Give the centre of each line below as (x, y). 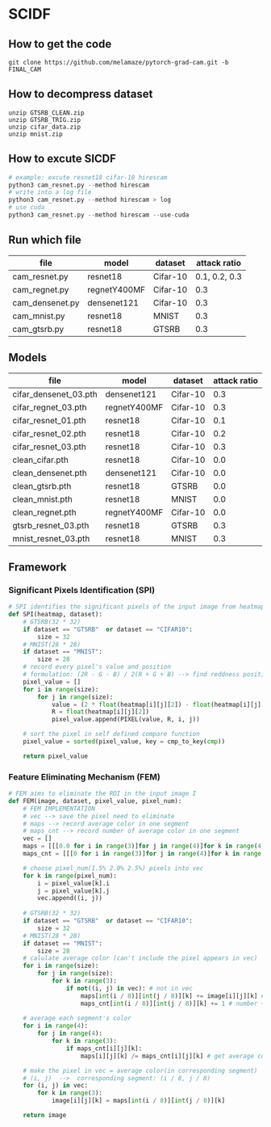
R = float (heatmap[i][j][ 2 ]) (100, 712)
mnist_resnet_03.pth (51, 538)
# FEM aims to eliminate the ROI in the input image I (102, 794)
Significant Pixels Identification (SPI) (82, 590)
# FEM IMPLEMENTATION (59, 809)
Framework (38, 567)
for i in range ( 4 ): (56, 1026)
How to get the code (60, 44)
